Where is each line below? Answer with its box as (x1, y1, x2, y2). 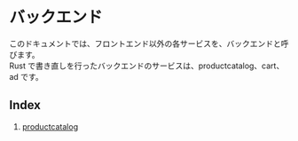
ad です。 (9, 71, 43, 82)
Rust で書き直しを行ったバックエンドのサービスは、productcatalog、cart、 (9, 60, 285, 71)
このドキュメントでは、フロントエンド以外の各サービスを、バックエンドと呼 (9, 38, 289, 49)
